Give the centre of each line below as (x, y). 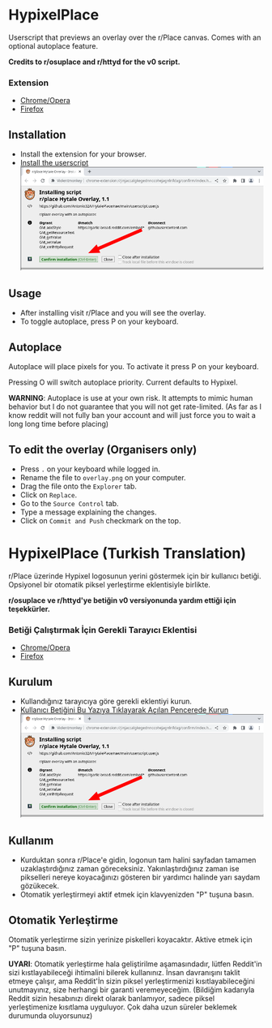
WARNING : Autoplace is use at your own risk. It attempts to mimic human (131, 398)
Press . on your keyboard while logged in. (90, 469)
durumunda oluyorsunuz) (51, 1016)
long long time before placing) (59, 424)
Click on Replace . (49, 495)
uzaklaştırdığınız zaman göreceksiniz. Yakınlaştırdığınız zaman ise (130, 869)
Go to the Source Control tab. (69, 503)
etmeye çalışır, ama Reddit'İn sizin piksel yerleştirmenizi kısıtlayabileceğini (132, 981)
